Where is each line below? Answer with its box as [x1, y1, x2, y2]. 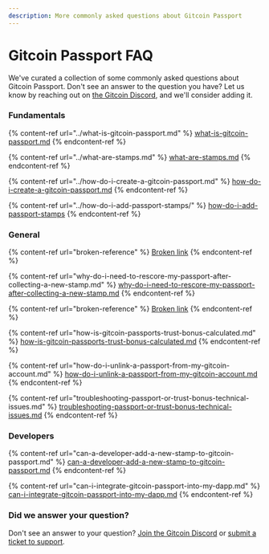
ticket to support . [8, 536, 66, 546]
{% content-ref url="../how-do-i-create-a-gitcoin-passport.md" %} [8, 176, 230, 185]
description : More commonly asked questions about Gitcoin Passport [8, 11, 243, 20]
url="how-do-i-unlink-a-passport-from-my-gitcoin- [59, 361, 230, 370]
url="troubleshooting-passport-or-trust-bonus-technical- [59, 393, 250, 403]
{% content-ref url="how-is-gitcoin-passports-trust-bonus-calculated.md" [8, 328, 256, 338]
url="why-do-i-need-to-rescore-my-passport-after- [59, 271, 231, 281]
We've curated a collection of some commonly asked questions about [8, 73, 239, 83]
